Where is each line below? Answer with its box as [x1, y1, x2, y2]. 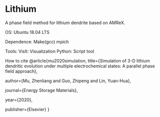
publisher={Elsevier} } [5, 106, 50, 112]
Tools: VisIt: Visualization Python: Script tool [5, 48, 94, 54]
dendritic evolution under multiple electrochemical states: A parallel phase [5, 63, 155, 69]
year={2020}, [5, 97, 33, 103]
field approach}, [5, 68, 38, 74]
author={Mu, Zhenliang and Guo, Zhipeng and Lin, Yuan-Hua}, [5, 78, 132, 84]
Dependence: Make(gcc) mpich [5, 38, 69, 45]
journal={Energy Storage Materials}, [5, 87, 78, 93]
